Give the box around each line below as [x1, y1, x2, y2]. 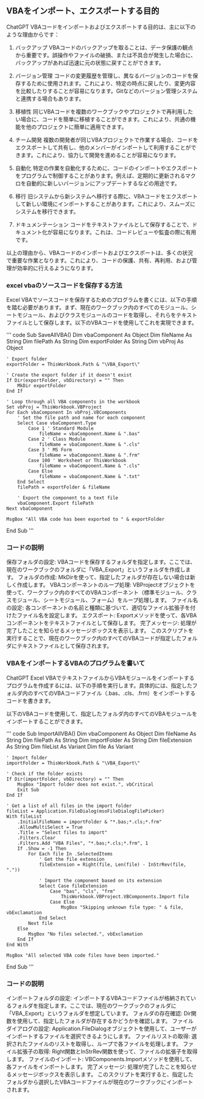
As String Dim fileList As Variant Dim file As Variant [6, 742, 134, 750]
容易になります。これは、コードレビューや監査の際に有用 [52, 228, 197, 236]
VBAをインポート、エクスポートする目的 [6, 5, 160, 16]
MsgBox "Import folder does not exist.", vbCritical [17, 781, 154, 788]
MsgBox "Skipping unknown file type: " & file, [60, 904, 184, 910]
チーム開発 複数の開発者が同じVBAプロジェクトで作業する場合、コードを [15, 136, 199, 143]
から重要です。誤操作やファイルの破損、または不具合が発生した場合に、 [15, 51, 196, 59]
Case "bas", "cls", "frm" [49, 888, 116, 894]
